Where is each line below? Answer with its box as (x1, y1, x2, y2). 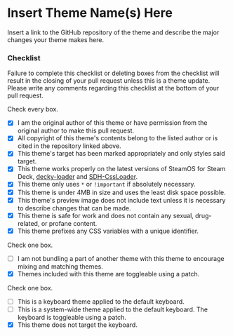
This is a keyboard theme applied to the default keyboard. (17, 297, 185, 306)
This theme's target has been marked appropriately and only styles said (17, 149, 226, 158)
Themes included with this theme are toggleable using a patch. (17, 269, 200, 278)
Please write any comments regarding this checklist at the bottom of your (7, 84, 220, 93)
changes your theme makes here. (7, 35, 105, 43)
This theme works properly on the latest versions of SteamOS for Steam (17, 165, 226, 173)
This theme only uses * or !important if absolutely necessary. (17, 180, 196, 189)
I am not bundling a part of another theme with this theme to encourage (17, 254, 225, 262)
